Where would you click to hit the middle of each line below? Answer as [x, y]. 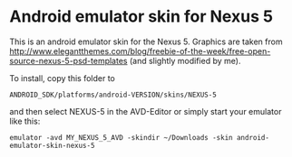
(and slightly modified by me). [185, 60]
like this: [25, 121]
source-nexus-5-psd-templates [68, 60]
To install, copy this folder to [62, 78]
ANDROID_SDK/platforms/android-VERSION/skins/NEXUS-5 [113, 95]
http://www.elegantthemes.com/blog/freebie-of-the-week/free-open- [140, 51]
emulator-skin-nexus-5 [52, 145]
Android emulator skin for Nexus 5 [141, 17]
